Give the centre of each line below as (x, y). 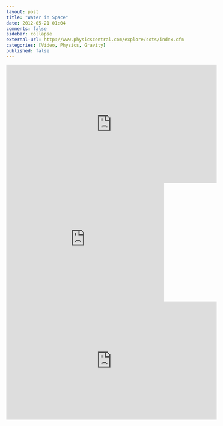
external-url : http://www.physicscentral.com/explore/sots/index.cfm (95, 40)
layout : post (23, 12)
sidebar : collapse (29, 34)
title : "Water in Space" (37, 17)
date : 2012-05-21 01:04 (36, 23)
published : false (28, 51)
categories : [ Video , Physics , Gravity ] (56, 46)
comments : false (26, 29)
